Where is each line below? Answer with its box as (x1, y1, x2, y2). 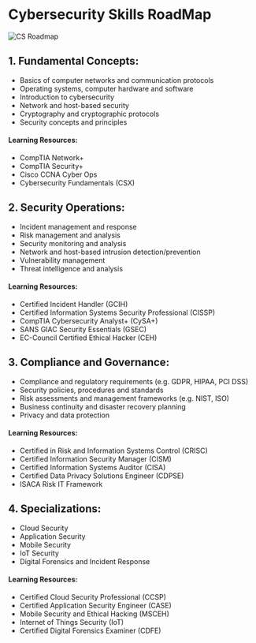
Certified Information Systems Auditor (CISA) (19, 462, 166, 472)
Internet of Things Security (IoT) (19, 618, 124, 626)
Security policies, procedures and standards (19, 385, 164, 394)
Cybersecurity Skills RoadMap (8, 6, 212, 24)
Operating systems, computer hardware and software (19, 84, 194, 93)
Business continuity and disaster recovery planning (19, 402, 187, 411)
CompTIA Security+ (19, 161, 84, 170)
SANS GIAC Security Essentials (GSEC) (19, 324, 147, 334)
